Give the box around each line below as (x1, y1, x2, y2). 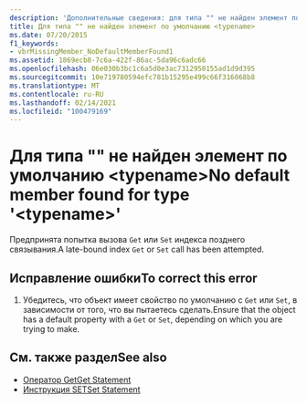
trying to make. (22, 324, 80, 334)
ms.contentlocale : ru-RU (9, 89, 104, 98)
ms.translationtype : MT (9, 81, 101, 90)
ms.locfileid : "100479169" (9, 107, 112, 116)
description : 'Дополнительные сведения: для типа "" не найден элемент (9, 13, 288, 23)
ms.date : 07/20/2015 (9, 30, 89, 39)
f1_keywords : (9, 38, 59, 48)
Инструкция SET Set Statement (22, 384, 141, 395)
